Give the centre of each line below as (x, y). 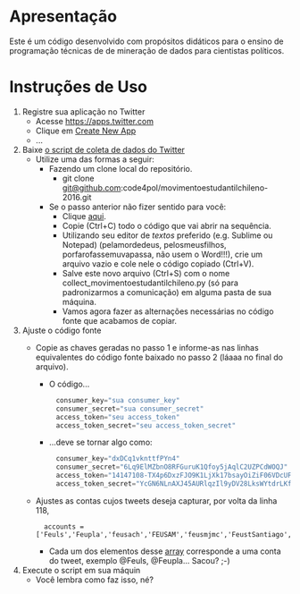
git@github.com (92, 187)
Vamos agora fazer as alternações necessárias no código (168, 311)
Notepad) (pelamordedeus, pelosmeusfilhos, (144, 244)
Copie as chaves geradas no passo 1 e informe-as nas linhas (147, 347)
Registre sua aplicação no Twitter (83, 111)
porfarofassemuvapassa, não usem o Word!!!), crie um (162, 254)
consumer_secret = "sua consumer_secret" (130, 409)
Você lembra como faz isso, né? (95, 580)
